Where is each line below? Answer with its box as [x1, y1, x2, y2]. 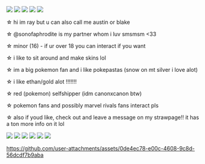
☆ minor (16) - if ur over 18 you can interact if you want [6, 42, 146, 49]
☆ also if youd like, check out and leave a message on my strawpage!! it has [6, 114, 199, 121]
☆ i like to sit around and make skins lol [6, 54, 106, 61]
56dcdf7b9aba [6, 151, 44, 158]
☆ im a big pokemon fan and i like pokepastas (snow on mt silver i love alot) [6, 66, 198, 73]
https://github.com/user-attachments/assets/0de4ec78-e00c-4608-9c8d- [6, 145, 195, 152]
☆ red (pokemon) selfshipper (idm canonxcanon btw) [6, 90, 142, 97]
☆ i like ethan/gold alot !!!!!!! [6, 78, 77, 85]
